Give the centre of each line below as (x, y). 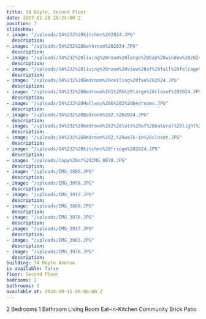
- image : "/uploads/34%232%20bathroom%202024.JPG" (72, 47)
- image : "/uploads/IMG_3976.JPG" (51, 252)
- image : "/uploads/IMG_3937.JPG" (51, 229)
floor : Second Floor (33, 275)
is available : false (33, 269)
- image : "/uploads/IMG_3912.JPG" (51, 194)
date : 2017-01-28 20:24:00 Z (44, 18)
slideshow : (20, 29)
